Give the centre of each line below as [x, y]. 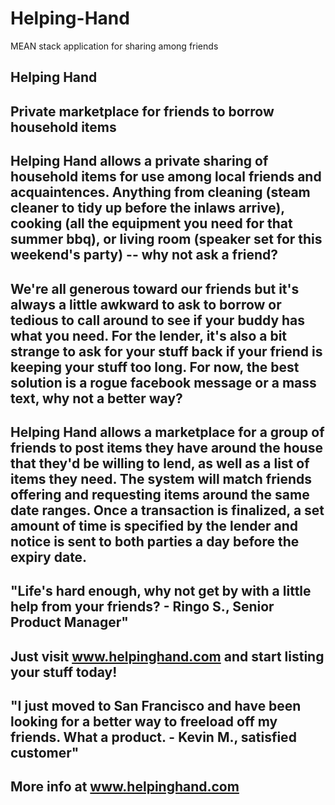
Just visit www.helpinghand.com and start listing [167, 656]
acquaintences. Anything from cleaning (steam [160, 192]
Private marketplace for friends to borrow [142, 111]
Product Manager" [69, 622]
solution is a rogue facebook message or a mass [163, 382]
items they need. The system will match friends [161, 478]
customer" [45, 753]
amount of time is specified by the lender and [154, 525]
